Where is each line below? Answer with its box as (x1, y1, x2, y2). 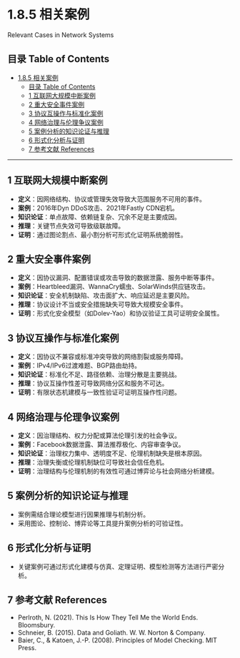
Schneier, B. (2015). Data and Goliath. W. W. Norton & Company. (17, 629, 206, 637)
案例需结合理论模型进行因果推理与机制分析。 (17, 510, 150, 518)
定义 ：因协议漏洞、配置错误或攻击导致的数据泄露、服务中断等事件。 (17, 273, 219, 282)
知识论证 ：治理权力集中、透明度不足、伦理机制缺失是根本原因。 (17, 449, 206, 457)
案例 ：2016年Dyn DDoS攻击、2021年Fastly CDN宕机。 (17, 203, 179, 212)
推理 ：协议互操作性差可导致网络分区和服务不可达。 (17, 379, 169, 388)
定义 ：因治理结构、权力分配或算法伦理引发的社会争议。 (17, 431, 181, 440)
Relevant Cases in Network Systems (7, 30, 114, 39)
